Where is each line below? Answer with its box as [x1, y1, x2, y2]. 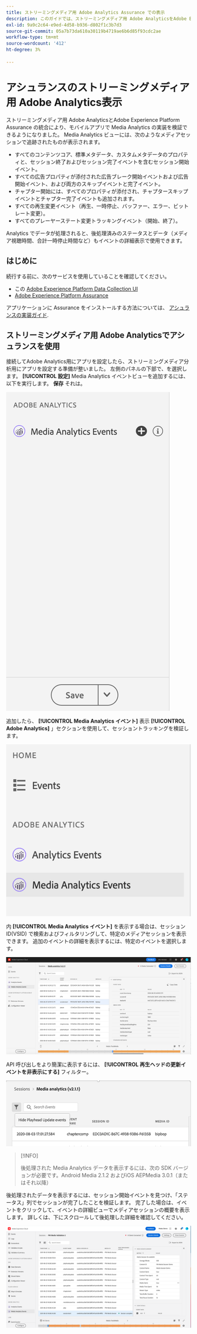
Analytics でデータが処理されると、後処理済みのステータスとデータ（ [6, 230, 174, 237]
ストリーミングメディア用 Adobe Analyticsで [6, 330, 170, 340]
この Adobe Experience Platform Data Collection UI [14, 285, 138, 292]
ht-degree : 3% [6, 47, 41, 53]
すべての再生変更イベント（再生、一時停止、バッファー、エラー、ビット [14, 202, 189, 209]
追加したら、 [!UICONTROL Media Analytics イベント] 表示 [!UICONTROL [6, 717, 186, 724]
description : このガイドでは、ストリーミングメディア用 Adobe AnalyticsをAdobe [6, 15, 187, 22]
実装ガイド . [21, 311, 49, 318]
